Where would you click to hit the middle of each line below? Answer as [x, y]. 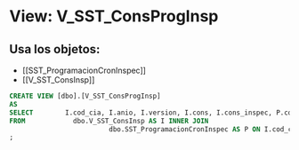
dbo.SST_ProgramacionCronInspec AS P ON [184, 129]
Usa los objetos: [55, 49]
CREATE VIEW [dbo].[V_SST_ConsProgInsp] [85, 96]
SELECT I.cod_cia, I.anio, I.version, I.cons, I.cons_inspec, [141, 113]
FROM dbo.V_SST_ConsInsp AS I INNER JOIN [109, 121]
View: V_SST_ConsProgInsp [114, 16]
